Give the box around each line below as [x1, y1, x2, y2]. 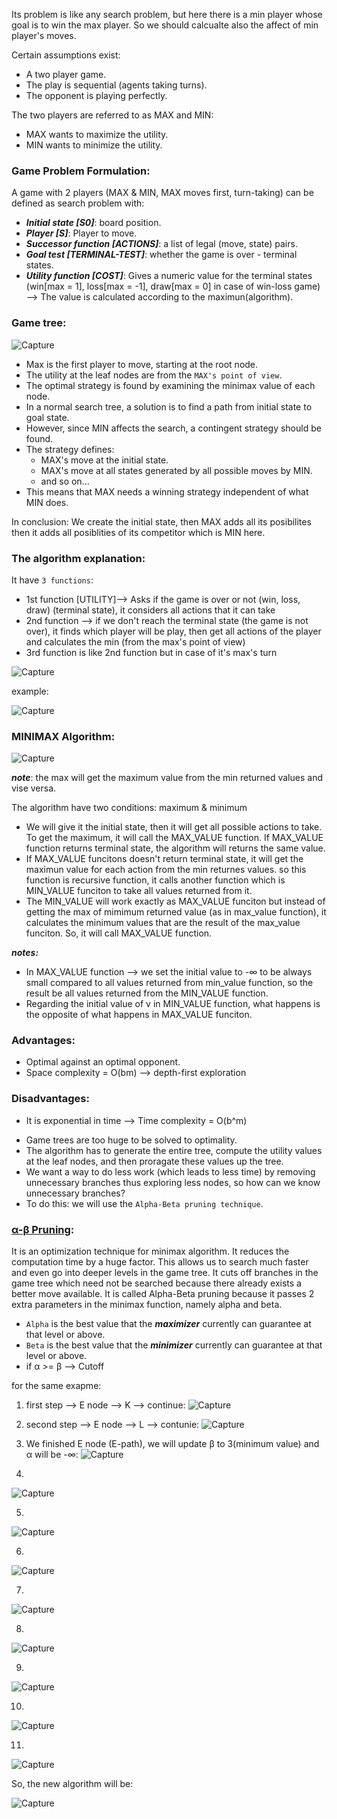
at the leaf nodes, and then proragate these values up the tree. [25, 1155, 284, 1167]
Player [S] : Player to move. [25, 227, 138, 239]
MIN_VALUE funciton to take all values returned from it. [25, 885, 253, 897]
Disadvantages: [11, 1092, 90, 1106]
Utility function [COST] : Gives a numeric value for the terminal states [25, 270, 313, 282]
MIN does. [25, 496, 69, 508]
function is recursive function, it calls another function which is [25, 874, 286, 886]
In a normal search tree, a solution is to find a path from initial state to [25, 400, 313, 413]
